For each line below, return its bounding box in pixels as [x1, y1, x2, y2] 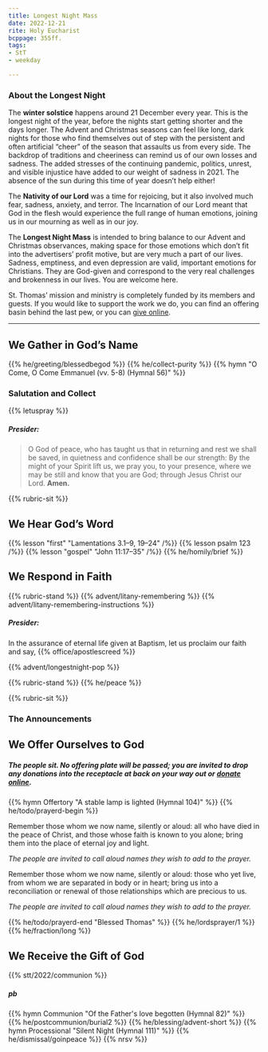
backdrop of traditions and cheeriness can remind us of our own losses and [8, 150, 258, 160]
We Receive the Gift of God [8, 949, 145, 962]
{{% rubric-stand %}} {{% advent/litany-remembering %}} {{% [8, 591, 215, 601]
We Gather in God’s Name [8, 338, 139, 352]
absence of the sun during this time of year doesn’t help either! [8, 176, 215, 186]
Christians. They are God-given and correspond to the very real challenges [8, 266, 255, 276]
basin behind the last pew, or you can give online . [8, 307, 171, 317]
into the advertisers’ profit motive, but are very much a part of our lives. [8, 250, 243, 259]
